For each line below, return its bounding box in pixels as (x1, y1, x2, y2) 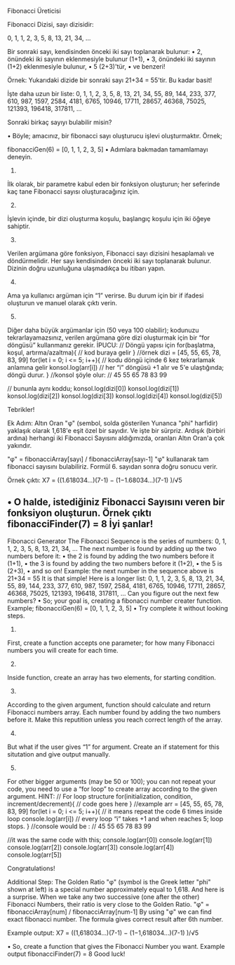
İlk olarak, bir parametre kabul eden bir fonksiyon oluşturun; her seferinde (7, 180, 220, 188)
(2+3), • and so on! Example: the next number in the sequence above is (7, 566, 214, 575)
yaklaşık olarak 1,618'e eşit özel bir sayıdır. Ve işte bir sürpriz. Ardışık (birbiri (7, 427, 226, 434)
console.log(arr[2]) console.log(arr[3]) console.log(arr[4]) (7, 843, 175, 851)
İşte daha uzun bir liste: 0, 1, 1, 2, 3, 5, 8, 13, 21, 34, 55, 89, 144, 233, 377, (7, 90, 216, 98)
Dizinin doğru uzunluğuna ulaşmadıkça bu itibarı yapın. (7, 264, 166, 272)
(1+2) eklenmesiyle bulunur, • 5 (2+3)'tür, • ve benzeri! (7, 62, 166, 70)
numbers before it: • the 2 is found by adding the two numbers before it (7, 552, 215, 560)
